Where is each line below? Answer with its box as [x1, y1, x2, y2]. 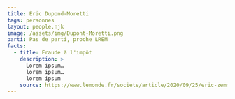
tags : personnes [7, 17, 55, 24]
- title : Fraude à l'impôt [13, 49, 92, 56]
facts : [7, 43, 27, 49]
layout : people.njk [7, 23, 64, 30]
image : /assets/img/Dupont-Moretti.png [7, 29, 124, 37]
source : [20, 82, 42, 89]
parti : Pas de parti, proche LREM [7, 36, 108, 43]
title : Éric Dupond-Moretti [7, 10, 90, 17]
